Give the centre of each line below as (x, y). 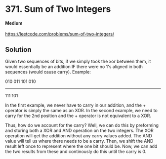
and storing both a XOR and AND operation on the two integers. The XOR (80, 131)
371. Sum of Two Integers (58, 9)
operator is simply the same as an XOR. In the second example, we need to (82, 111)
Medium (14, 23)
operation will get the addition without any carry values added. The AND (79, 136)
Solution (18, 50)
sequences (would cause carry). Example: (48, 72)
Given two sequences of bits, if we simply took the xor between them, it (78, 61)
